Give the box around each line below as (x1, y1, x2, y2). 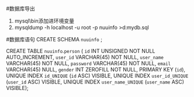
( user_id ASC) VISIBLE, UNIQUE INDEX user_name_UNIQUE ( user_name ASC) (6, 78, 185, 85)
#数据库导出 (6, 5, 35, 12)
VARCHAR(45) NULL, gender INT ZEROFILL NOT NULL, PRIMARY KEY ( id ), (6, 66, 186, 73)
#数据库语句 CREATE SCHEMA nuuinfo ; (6, 36, 102, 42)
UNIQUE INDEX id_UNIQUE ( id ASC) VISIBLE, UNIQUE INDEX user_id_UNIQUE (6, 72, 189, 79)
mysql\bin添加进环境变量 (14, 17, 75, 24)
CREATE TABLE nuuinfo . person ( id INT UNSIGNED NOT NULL (6, 48, 155, 54)
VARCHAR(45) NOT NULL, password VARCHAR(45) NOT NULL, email (6, 60, 171, 67)
